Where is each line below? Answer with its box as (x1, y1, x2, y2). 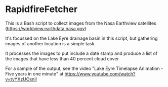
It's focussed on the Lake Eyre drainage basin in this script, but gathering (5, 35, 158, 41)
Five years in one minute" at (5, 70, 64, 76)
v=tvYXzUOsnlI (5, 76, 37, 82)
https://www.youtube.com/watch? (64, 70, 136, 76)
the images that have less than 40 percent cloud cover (5, 55, 119, 61)
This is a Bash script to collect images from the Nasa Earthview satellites (5, 20, 157, 26)
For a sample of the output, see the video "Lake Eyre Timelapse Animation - (5, 65, 163, 71)
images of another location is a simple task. (5, 40, 96, 46)
